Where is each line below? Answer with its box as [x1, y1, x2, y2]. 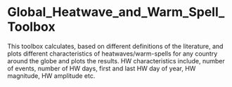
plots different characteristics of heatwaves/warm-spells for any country [7, 49, 218, 58]
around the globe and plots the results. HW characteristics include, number [7, 56, 225, 65]
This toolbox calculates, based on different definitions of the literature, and [7, 42, 224, 50]
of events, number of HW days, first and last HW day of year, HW [7, 64, 196, 72]
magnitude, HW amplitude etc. [7, 71, 96, 80]
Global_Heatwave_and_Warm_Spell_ [7, 4, 225, 20]
